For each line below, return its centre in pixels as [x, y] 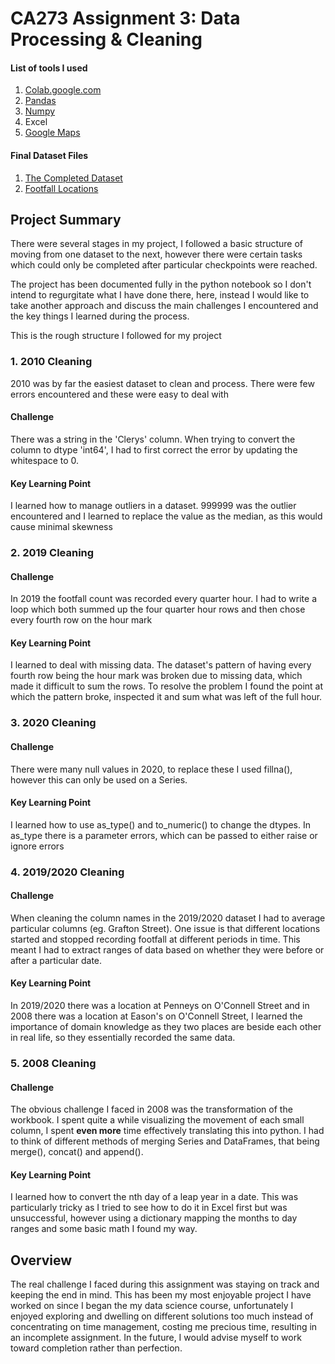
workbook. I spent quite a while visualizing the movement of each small [157, 1120]
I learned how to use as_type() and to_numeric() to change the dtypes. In [160, 824]
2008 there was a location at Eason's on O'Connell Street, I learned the [156, 1016]
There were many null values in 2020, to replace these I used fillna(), [151, 769]
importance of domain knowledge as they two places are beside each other [166, 1027]
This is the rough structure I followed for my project [116, 336]
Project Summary [66, 219]
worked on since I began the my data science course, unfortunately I [152, 1306]
